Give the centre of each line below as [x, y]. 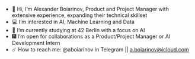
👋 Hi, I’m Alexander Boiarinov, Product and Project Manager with [90, 9]
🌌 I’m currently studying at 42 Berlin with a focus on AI [78, 30]
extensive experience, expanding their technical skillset [79, 15]
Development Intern [36, 43]
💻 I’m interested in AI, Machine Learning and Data [73, 22]
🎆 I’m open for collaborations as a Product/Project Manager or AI [91, 36]
